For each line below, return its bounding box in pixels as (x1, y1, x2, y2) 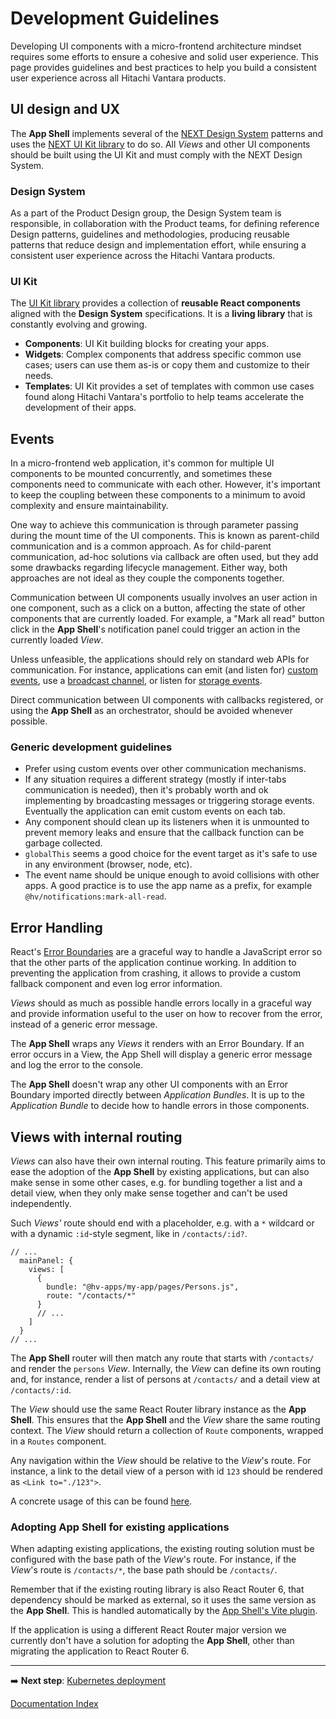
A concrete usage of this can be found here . (10, 1495, 193, 1507)
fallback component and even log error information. (10, 978, 223, 990)
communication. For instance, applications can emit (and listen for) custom (10, 664, 319, 676)
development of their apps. (24, 402, 137, 414)
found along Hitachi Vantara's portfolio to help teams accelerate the (24, 391, 305, 403)
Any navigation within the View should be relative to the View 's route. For (10, 1455, 312, 1467)
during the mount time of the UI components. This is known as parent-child (10, 530, 320, 542)
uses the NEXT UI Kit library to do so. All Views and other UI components (10, 138, 311, 150)
